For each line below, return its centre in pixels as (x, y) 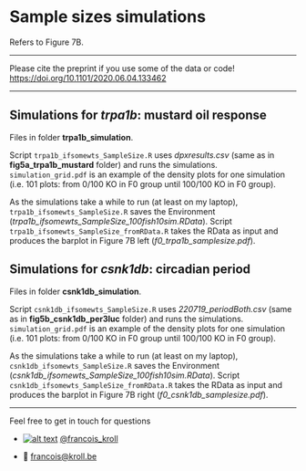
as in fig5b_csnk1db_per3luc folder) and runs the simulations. (127, 319)
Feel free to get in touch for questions (80, 421)
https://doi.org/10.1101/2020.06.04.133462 (88, 78)
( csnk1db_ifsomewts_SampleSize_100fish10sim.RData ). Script (125, 375)
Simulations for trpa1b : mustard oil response (138, 115)
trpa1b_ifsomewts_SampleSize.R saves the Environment (112, 211)
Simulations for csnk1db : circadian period (130, 270)
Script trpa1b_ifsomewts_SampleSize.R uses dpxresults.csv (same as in (142, 155)
